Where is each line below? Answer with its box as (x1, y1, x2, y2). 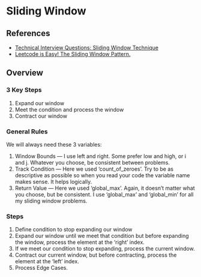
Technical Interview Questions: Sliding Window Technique (14, 44, 159, 51)
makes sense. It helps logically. (14, 178, 92, 185)
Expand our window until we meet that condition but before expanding (14, 233, 189, 240)
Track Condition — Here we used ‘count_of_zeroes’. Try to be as (14, 165, 174, 172)
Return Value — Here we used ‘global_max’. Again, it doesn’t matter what (14, 184, 195, 192)
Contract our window (14, 112, 68, 120)
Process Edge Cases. (14, 264, 68, 272)
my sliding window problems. (14, 197, 88, 204)
